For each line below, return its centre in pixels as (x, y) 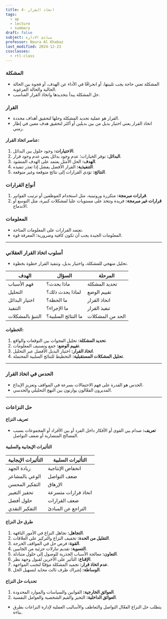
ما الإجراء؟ (57, 308)
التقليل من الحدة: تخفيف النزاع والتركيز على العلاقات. (61, 538)
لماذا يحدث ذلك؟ (64, 292)
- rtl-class (23, 56)
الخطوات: (15, 330)
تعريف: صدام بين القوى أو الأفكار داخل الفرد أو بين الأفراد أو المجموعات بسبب (84, 430)
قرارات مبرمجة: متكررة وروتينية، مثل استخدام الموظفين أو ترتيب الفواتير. (80, 196)
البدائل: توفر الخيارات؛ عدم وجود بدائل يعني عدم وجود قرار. (67, 156)
